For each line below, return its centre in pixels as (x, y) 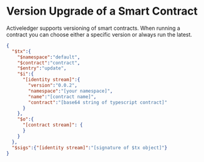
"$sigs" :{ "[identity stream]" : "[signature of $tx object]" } (90, 147)
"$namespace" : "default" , (49, 57)
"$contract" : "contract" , (49, 63)
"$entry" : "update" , (42, 68)
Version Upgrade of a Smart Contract (102, 11)
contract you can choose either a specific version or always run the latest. (99, 34)
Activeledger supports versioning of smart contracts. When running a (93, 28)
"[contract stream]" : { (53, 125)
